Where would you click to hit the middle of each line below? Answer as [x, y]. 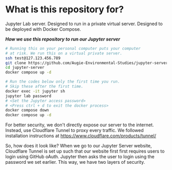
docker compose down [27, 110]
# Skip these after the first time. [44, 87]
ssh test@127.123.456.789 [33, 58]
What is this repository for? [64, 10]
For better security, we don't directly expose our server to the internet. [80, 125]
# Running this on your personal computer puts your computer [73, 48]
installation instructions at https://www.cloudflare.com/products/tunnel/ [81, 136]
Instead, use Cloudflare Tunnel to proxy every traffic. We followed [75, 130]
